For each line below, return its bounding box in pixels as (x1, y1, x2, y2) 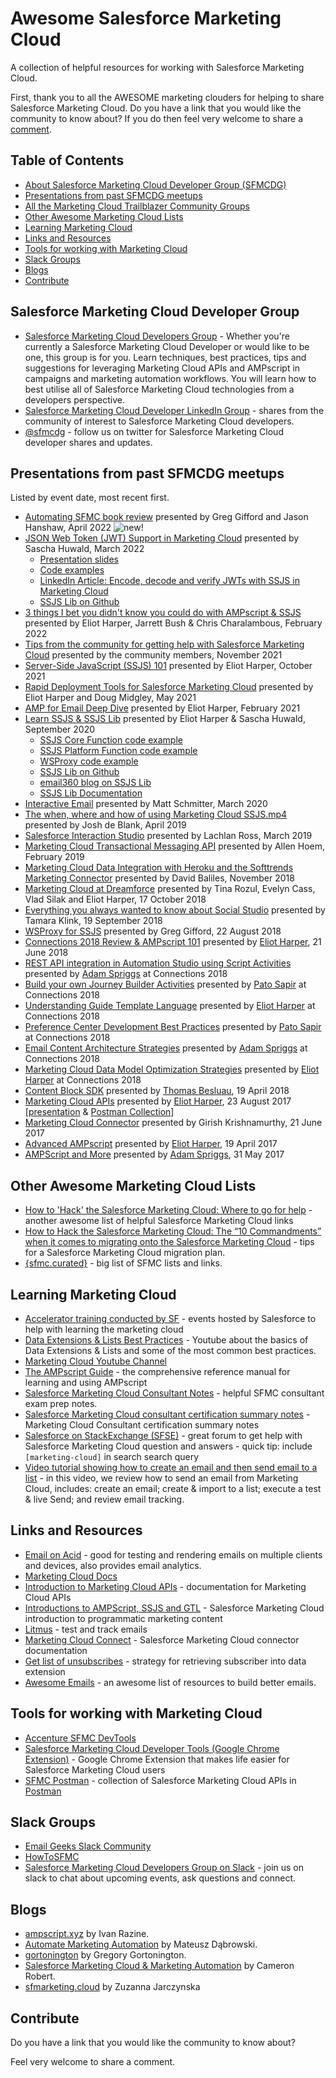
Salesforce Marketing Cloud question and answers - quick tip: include (24, 1440, 313, 1452)
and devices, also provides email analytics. (24, 1559, 202, 1571)
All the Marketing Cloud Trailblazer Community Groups (24, 200, 250, 212)
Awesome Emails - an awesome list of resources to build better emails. (24, 1676, 317, 1688)
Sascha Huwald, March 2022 (24, 543, 145, 555)
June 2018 (24, 947, 69, 959)
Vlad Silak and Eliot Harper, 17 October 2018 (24, 893, 207, 906)
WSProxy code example (39, 755, 139, 767)
